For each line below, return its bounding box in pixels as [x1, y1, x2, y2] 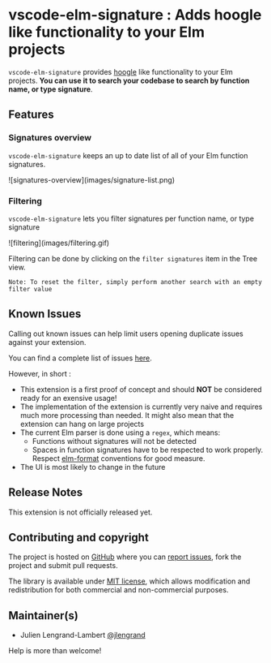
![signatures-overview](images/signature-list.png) [8, 174, 176, 184]
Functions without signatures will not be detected [32, 436, 197, 446]
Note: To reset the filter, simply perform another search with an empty [8, 278, 263, 286]
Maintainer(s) [8, 609, 78, 622]
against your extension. [8, 337, 87, 347]
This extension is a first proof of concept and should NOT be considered [19, 384, 262, 394]
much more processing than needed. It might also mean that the [19, 410, 235, 420]
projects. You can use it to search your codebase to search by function [8, 75, 250, 85]
